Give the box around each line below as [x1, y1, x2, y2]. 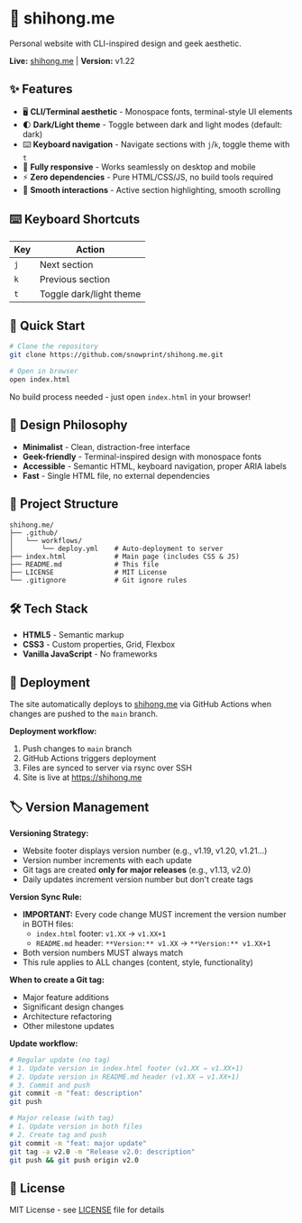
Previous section [39, 272, 111, 285]
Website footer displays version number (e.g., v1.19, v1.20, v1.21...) [22, 845, 268, 856]
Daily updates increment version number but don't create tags [22, 874, 254, 885]
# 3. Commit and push [9, 1080, 91, 1090]
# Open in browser [9, 367, 78, 376]
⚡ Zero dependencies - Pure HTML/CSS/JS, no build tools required [22, 171, 273, 182]
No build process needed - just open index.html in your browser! [9, 391, 251, 402]
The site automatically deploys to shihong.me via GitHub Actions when [9, 699, 272, 710]
